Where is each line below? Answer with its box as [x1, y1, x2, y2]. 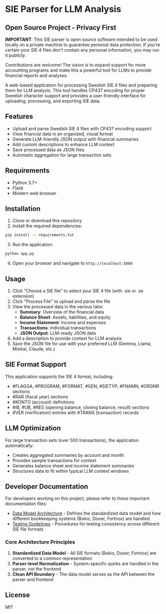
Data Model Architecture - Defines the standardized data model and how [12, 511, 161, 517]
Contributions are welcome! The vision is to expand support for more [5, 62, 146, 68]
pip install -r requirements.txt [5, 233, 74, 238]
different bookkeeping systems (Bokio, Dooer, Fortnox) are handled [12, 516, 150, 522]
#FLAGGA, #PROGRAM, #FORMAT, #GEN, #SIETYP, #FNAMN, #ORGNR [12, 383, 160, 389]
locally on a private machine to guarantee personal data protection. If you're [5, 42, 161, 48]
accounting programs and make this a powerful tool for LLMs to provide [5, 67, 152, 73]
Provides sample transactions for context [12, 457, 97, 463]
